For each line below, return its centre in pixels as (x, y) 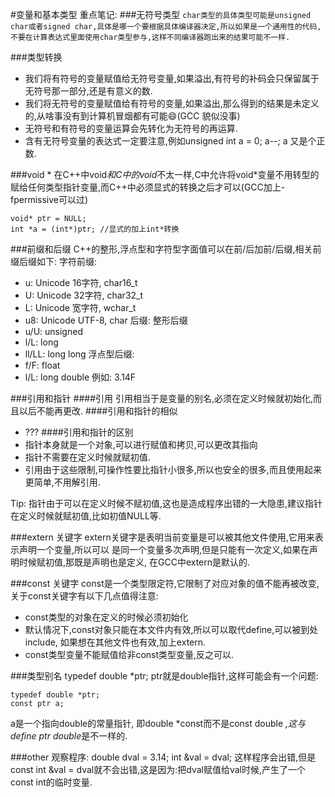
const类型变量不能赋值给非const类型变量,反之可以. (129, 654)
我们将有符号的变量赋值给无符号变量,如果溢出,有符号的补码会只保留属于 (172, 78)
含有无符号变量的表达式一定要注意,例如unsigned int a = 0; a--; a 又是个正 (175, 141)
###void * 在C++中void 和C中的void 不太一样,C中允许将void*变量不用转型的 (165, 174)
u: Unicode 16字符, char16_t (81, 282)
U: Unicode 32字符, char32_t (84, 295)
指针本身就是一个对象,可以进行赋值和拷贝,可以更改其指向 (141, 444)
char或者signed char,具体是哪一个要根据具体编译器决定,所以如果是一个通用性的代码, (166, 27)
